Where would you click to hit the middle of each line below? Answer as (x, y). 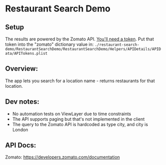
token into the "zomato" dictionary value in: (49, 44)
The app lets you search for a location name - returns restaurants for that (80, 81)
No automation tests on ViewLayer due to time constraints (72, 114)
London (20, 130)
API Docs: (21, 145)
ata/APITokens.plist (27, 53)
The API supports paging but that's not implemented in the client (79, 119)
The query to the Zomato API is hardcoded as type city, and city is (80, 124)
